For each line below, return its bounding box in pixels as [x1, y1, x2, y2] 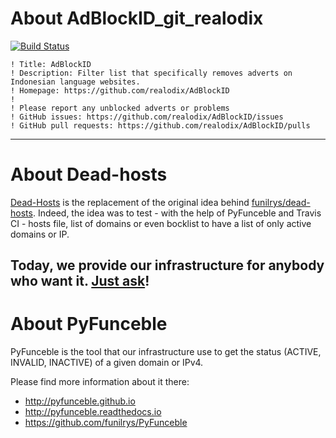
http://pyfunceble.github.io [24, 395, 136, 407]
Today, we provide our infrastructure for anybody [10, 257, 325, 274]
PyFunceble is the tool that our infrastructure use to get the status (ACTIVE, [10, 346, 322, 358]
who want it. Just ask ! [10, 273, 150, 290]
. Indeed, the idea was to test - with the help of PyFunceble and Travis [32, 207, 322, 219]
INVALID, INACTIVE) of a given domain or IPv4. [10, 357, 204, 369]
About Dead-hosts [10, 163, 168, 186]
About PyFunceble [10, 313, 168, 336]
